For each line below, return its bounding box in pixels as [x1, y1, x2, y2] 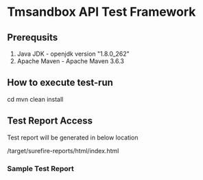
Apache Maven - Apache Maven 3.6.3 [16, 57, 125, 65]
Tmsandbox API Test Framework [7, 4, 196, 20]
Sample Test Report [7, 164, 74, 173]
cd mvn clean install [7, 95, 64, 103]
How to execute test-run [7, 77, 113, 89]
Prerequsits [7, 32, 58, 43]
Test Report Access [7, 115, 93, 127]
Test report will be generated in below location [7, 133, 139, 142]
